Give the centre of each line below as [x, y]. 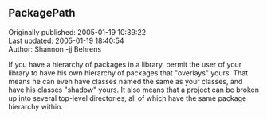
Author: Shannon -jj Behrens [55, 49]
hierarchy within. [36, 106]
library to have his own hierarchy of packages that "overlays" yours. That [128, 73]
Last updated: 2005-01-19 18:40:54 [66, 40]
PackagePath [42, 13]
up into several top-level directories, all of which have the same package [128, 98]
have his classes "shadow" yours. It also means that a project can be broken [133, 90]
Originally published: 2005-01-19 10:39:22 [77, 32]
